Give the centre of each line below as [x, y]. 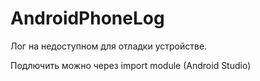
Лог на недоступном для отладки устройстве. [109, 46]
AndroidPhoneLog [87, 18]
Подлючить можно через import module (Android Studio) [131, 65]
